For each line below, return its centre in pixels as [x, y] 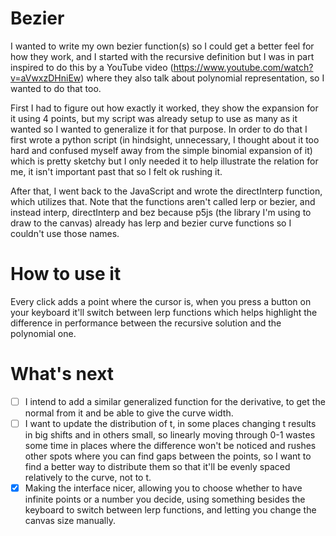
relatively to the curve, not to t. [88, 477]
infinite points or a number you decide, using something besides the [165, 499]
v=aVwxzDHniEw [46, 78]
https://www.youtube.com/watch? [243, 67]
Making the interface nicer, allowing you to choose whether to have [163, 488]
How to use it [66, 274]
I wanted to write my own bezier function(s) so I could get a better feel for [162, 46]
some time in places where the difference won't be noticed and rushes [170, 445]
